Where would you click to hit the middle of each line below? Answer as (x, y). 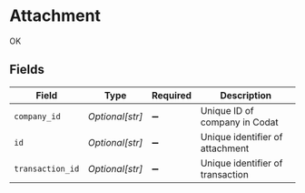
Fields (27, 70)
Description (246, 95)
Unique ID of (227, 110)
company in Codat (239, 122)
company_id (37, 116)
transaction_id (47, 168)
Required (172, 95)
